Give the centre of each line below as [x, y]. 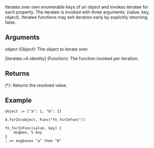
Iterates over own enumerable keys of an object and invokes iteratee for [77, 7]
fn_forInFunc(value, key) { [33, 128]
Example [18, 101]
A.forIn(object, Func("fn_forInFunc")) [45, 120]
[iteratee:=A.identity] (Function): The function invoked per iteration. [72, 58]
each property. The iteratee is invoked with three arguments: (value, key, [77, 12]
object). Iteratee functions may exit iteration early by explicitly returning [76, 17]
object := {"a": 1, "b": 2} [33, 111]
